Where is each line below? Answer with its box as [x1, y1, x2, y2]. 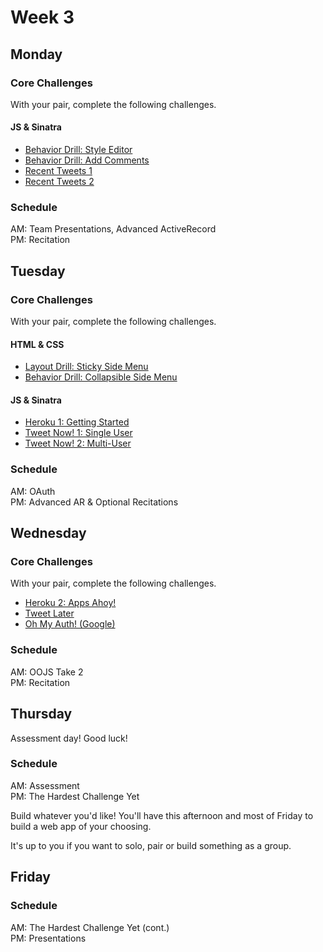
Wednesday [10, 525, 87, 542]
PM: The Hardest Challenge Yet [10, 790, 140, 802]
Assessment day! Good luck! [10, 732, 128, 744]
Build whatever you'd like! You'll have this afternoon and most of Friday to [10, 809, 314, 821]
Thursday [10, 706, 73, 723]
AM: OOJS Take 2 [10, 666, 84, 678]
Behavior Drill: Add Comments [24, 154, 150, 166]
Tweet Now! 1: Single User [24, 427, 133, 439]
